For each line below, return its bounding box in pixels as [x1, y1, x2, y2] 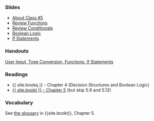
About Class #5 [12, 15, 43, 21]
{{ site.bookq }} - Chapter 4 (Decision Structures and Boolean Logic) [12, 82, 150, 87]
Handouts [5, 48, 29, 54]
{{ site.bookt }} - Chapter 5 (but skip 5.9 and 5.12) [12, 87, 111, 93]
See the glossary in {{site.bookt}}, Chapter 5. [5, 110, 95, 116]
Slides [5, 4, 20, 11]
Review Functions [12, 20, 48, 26]
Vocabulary [5, 99, 33, 106]
